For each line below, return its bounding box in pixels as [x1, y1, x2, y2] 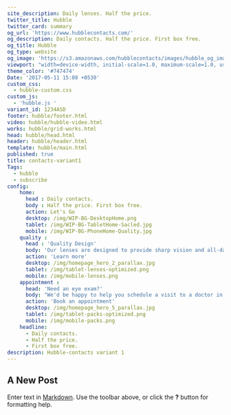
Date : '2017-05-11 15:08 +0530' [7, 74, 100, 81]
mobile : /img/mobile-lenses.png [25, 273, 118, 279]
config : [7, 183, 30, 190]
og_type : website [7, 49, 57, 56]
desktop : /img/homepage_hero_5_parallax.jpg [25, 304, 155, 312]
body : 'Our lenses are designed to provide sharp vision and [25, 247, 205, 254]
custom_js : [7, 94, 38, 100]
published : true [7, 151, 54, 158]
